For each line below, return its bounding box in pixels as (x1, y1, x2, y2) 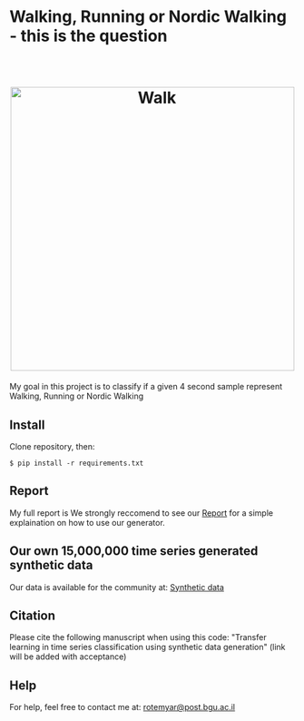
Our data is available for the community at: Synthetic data (9, 581, 225, 592)
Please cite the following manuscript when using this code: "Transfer (9, 632, 267, 643)
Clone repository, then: (9, 440, 95, 451)
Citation (9, 607, 56, 623)
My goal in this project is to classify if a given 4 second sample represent (9, 381, 283, 392)
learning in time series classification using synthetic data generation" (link (9, 642, 286, 653)
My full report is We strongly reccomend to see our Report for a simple (9, 507, 274, 519)
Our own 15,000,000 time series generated (9, 543, 259, 559)
